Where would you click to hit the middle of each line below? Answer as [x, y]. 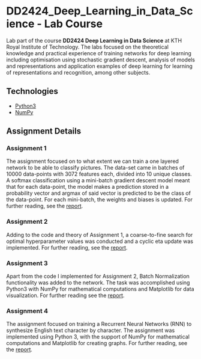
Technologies [32, 91]
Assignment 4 [27, 311]
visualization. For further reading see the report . [65, 295]
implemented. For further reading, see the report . [67, 247]
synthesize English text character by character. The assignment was [91, 330]
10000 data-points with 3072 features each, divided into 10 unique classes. [99, 174]
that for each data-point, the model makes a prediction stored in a [88, 187]
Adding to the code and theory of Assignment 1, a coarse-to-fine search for [100, 235]
